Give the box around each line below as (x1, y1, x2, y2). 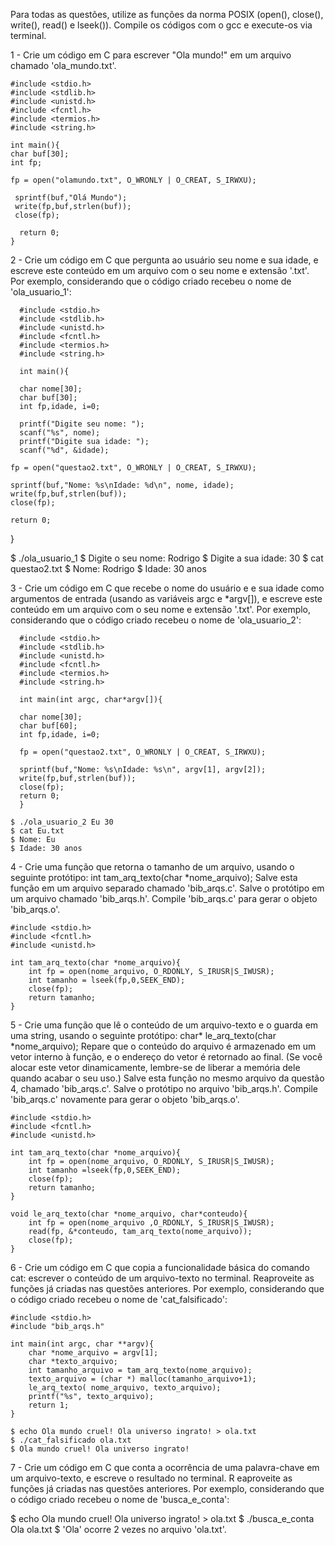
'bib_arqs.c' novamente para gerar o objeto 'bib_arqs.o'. (10, 1094, 240, 1105)
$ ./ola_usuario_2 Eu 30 (10, 817, 114, 827)
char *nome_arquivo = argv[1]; (28, 1348, 159, 1358)
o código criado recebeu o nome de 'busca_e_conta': (10, 1494, 230, 1505)
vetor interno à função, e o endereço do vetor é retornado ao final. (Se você (10, 1051, 323, 1063)
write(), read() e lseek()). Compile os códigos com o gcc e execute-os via (10, 19, 313, 31)
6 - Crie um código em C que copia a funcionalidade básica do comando (10, 1262, 310, 1273)
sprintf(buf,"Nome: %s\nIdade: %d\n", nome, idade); (10, 480, 235, 490)
